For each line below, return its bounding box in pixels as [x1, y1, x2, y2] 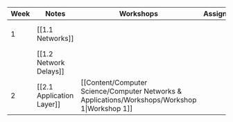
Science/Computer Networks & [80, 87, 182, 96]
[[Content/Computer [80, 78, 148, 87]
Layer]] [37, 100, 61, 109]
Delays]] [37, 67, 64, 76]
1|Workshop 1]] [80, 104, 133, 113]
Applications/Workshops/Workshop [80, 95, 197, 105]
